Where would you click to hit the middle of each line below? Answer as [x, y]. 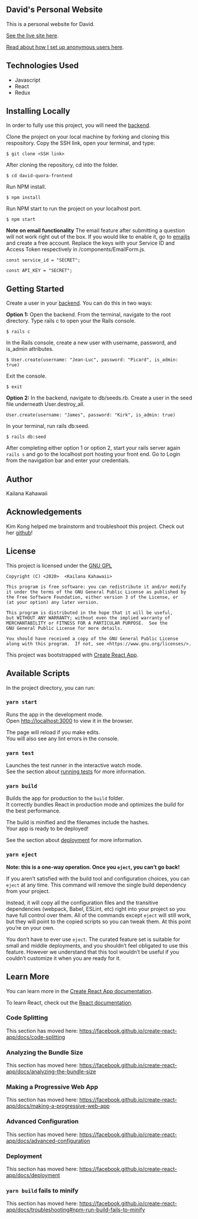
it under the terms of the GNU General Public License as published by [96, 592]
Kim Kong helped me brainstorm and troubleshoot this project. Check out [95, 526]
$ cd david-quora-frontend [39, 176]
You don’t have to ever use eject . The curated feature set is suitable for [93, 939]
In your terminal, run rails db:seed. [48, 426]
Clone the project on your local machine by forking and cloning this [88, 137]
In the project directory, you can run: [51, 687]
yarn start [22, 702]
